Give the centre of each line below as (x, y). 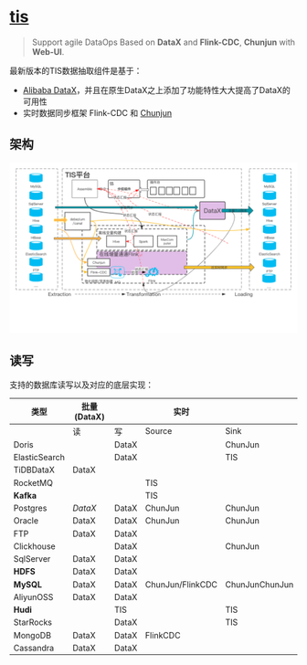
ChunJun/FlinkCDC (181, 584)
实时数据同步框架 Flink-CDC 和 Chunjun (97, 112)
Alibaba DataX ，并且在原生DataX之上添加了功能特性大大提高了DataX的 (156, 90)
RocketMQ (33, 482)
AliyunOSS (33, 596)
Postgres (30, 508)
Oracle (26, 521)
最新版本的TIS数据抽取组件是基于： (76, 70)
